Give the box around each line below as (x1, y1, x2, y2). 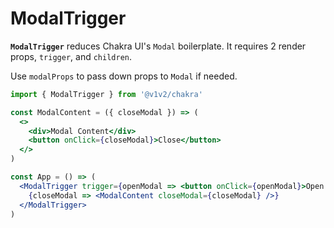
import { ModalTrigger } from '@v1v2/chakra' (10, 89, 203, 99)
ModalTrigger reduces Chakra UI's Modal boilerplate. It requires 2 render (10, 40, 307, 52)
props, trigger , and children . (10, 50, 133, 62)
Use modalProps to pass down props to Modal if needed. (10, 70, 238, 82)
